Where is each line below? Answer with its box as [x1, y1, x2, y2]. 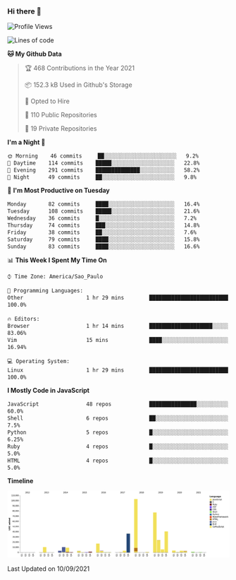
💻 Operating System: [7, 358, 70, 365]
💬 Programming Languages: [7, 288, 83, 295]
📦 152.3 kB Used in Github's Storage [24, 81, 132, 89]
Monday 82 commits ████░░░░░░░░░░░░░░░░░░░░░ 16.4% [7, 201, 200, 208]
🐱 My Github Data [7, 49, 62, 59]
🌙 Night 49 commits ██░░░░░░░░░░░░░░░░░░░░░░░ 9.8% [7, 174, 197, 181]
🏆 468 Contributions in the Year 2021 [24, 64, 135, 73]
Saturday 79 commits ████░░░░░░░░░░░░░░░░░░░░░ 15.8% [7, 236, 200, 243]
